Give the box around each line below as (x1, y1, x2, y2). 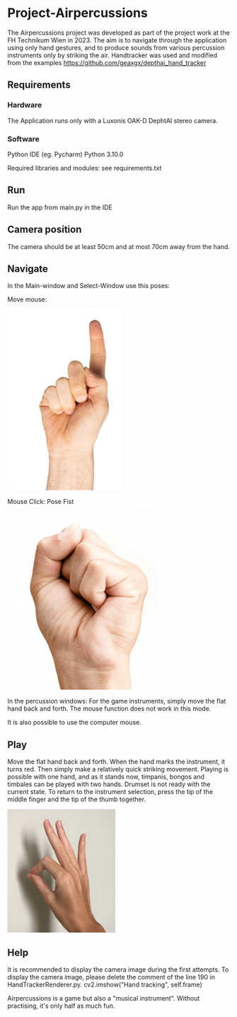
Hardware (7, 100, 42, 110)
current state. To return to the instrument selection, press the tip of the (7, 788, 214, 796)
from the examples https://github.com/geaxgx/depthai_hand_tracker (7, 58, 207, 67)
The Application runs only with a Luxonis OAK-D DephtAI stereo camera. (7, 116, 218, 125)
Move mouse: (7, 295, 47, 304)
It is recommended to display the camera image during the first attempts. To (7, 965, 229, 974)
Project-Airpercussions (7, 5, 149, 21)
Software (7, 134, 40, 144)
